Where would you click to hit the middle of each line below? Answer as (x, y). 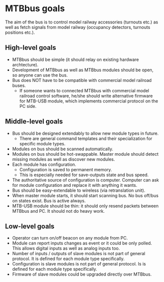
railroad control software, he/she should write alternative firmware (86, 96)
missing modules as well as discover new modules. (63, 159)
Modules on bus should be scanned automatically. (63, 149)
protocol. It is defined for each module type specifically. (68, 259)
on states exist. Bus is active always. (49, 201)
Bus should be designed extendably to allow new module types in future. (85, 133)
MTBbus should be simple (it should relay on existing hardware (75, 60)
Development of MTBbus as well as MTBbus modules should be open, (83, 70)
